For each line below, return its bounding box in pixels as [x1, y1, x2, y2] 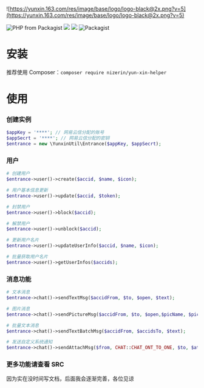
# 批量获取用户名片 [6, 254, 49, 260]
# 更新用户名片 [6, 237, 39, 243]
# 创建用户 [6, 170, 30, 177]
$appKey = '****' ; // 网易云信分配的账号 [6, 130, 104, 136]
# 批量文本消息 [6, 322, 39, 328]
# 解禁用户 [6, 220, 30, 227]
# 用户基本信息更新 [6, 187, 49, 193]
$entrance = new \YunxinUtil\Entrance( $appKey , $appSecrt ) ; [6, 141, 162, 147]
